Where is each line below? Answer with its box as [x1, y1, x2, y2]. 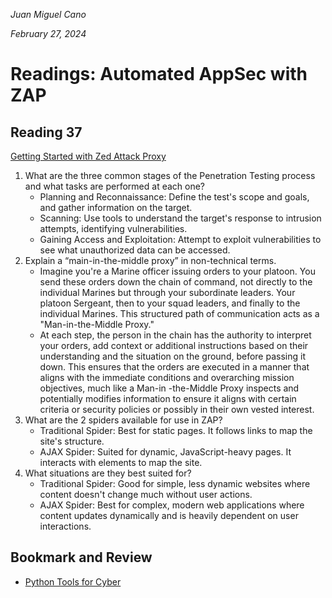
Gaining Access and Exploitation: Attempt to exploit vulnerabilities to [39, 234, 322, 245]
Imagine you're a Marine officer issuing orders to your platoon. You [39, 265, 316, 277]
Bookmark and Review [10, 549, 153, 566]
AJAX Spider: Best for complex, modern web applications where [39, 499, 305, 511]
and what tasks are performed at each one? [24, 180, 206, 192]
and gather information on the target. [39, 202, 193, 213]
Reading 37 [10, 124, 83, 141]
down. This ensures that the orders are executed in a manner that [39, 361, 310, 373]
